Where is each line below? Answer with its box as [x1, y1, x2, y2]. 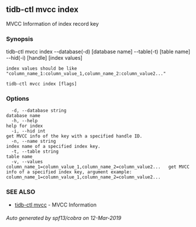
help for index [6, 123, 43, 129]
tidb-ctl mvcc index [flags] [6, 81, 77, 87]
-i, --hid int [11, 128, 46, 134]
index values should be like [6, 66, 77, 72]
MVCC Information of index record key [6, 20, 99, 27]
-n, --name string [11, 139, 57, 145]
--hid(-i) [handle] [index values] [6, 54, 83, 61]
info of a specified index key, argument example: [6, 169, 132, 175]
